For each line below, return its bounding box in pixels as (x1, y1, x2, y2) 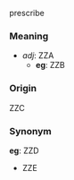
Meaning (9, 30, 49, 42)
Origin (9, 82, 37, 95)
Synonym (9, 124, 52, 137)
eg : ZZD (9, 145, 39, 156)
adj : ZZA (21, 50, 54, 61)
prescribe (9, 8, 45, 18)
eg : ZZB (35, 60, 65, 71)
